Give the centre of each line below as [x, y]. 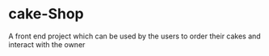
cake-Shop [46, 14]
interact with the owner [47, 44]
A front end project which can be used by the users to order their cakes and [134, 36]
